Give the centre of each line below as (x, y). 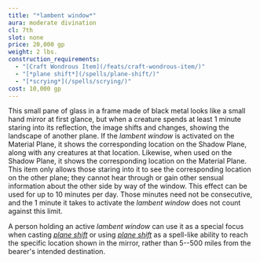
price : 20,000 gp (37, 45)
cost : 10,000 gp (35, 89)
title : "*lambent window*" (52, 15)
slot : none (26, 37)
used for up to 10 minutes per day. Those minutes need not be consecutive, (130, 194)
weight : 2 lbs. (33, 52)
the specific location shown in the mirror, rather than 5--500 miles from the (130, 243)
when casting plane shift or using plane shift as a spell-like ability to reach (128, 235)
